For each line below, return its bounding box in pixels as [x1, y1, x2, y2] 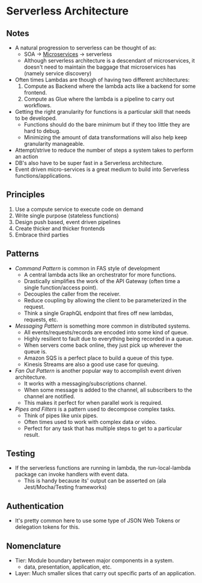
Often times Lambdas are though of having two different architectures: [14, 76, 190, 83]
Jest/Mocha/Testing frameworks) [23, 484, 107, 491]
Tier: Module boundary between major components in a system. [14, 557, 174, 564]
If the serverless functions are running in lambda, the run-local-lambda [14, 464, 191, 472]
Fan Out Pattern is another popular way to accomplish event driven [14, 367, 182, 374]
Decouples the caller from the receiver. [23, 290, 121, 298]
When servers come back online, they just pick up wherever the [23, 341, 182, 349]
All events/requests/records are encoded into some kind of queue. [23, 328, 189, 335]
